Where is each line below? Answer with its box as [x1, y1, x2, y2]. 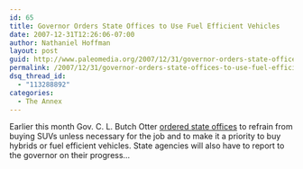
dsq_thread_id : [9, 72, 67, 81]
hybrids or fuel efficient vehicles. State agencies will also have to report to [9, 140, 285, 151]
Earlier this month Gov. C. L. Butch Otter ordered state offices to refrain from [9, 121, 293, 132]
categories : [9, 88, 54, 97]
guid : [9, 55, 30, 64]
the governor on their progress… [9, 150, 131, 161]
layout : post [9, 47, 59, 56]
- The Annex [17, 96, 63, 106]
